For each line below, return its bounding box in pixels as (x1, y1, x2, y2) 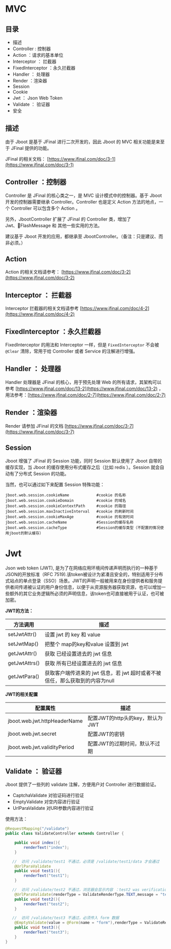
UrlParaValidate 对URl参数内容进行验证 (12, 805, 94, 811)
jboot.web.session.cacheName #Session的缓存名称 (5, 520, 134, 525)
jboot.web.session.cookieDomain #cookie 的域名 (5, 498, 126, 503)
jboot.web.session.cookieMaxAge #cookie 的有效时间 (5, 514, 134, 519)
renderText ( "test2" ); (23, 901, 70, 907)
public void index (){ (14, 840, 60, 845)
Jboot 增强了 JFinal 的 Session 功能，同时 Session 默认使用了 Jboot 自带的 (5, 457, 162, 464)
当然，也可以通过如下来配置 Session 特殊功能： (5, 481, 105, 488)
